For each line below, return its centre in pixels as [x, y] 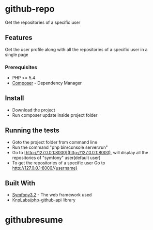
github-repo [30, 9]
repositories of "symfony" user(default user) [56, 158]
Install [15, 98]
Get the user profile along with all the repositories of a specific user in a [76, 49]
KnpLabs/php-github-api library [44, 200]
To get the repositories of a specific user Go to [59, 163]
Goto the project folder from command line [55, 142]
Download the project [34, 110]
